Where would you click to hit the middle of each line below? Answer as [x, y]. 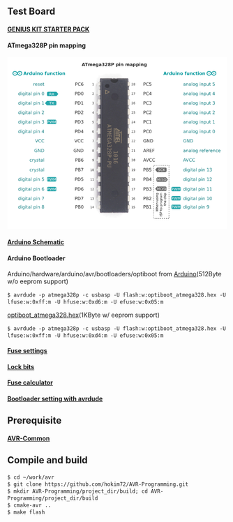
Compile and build [48, 460]
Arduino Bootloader [36, 258]
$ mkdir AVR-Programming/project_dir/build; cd [78, 491]
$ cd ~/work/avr [31, 477]
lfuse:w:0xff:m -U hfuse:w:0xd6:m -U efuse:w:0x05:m [85, 302]
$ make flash [26, 512]
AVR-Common [29, 438]
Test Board [31, 12]
